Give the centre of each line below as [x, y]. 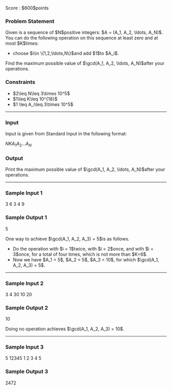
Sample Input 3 [25, 347]
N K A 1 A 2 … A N [18, 144]
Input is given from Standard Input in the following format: [66, 133]
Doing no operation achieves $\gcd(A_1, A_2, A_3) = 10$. [65, 329]
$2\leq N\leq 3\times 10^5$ [41, 93]
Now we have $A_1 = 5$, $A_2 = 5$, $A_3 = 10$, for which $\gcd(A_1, [86, 259]
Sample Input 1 [24, 193]
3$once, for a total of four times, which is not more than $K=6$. [80, 254]
